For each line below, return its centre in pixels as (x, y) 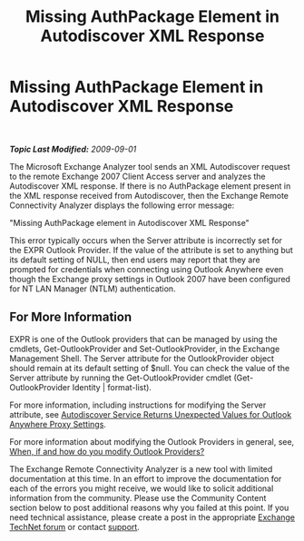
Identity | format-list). (112, 387)
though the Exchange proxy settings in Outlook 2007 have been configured (150, 279)
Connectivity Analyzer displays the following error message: (122, 205)
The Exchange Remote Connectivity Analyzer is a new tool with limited (141, 468)
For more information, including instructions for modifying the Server (138, 405)
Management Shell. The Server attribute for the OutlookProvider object (142, 358)
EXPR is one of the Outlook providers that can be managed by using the (144, 339)
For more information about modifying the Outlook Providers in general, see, (152, 441)
